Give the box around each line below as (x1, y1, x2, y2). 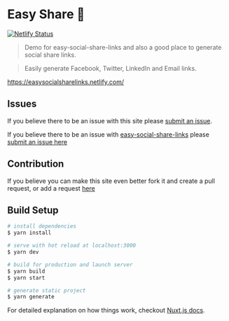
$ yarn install (7, 229, 52, 237)
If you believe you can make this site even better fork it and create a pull (7, 177, 216, 185)
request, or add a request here (7, 184, 96, 192)
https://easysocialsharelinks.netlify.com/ (7, 77, 125, 86)
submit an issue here (7, 137, 68, 146)
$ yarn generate (7, 294, 55, 301)
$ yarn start (7, 274, 46, 281)
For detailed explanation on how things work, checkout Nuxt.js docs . (7, 306, 205, 315)
